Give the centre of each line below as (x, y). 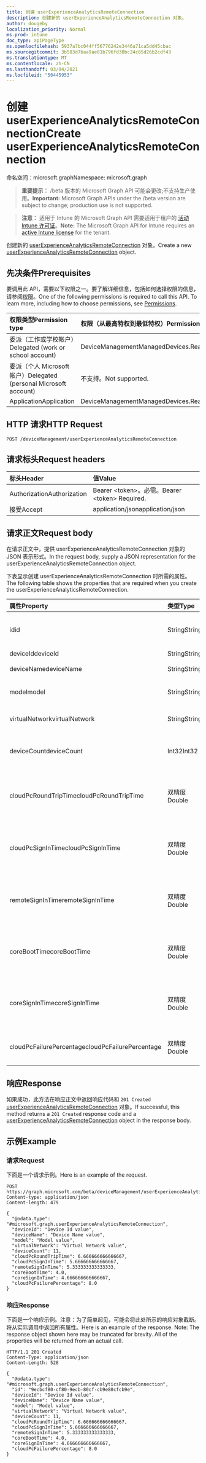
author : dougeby (27, 23)
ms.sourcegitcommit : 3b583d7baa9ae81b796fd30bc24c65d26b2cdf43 (89, 52)
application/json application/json (139, 509)
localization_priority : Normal (46, 29)
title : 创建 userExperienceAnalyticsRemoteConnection (76, 12)
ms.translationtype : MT (37, 58)
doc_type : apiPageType (35, 41)
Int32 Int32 (183, 751)
